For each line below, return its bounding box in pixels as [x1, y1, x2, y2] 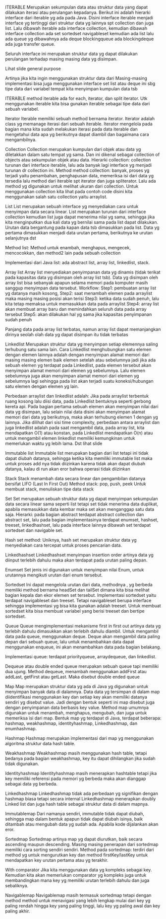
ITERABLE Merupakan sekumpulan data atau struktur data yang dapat [5, 4, 148, 10]
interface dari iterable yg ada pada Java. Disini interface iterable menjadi [5, 15, 154, 20]
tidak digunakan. [5, 761, 39, 767]
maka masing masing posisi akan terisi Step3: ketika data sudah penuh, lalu [5, 295, 160, 301]
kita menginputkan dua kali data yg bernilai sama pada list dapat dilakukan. [5, 219, 159, 225]
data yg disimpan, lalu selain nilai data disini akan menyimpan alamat [5, 409, 145, 415]
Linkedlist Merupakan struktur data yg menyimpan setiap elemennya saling [5, 341, 158, 347]
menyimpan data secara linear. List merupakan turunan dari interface [5, 209, 146, 214]
